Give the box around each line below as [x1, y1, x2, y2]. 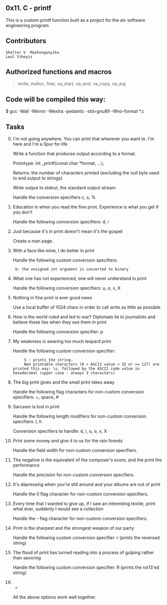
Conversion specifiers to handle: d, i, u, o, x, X [12, 428, 107, 434]
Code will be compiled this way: [5, 95, 106, 104]
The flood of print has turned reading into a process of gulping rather [12, 550, 154, 555]
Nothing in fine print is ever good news [12, 295, 92, 301]
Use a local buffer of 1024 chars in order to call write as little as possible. [12, 304, 162, 310]
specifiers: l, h [12, 419, 42, 425]
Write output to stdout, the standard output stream [12, 185, 116, 191]
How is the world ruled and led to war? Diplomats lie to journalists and [12, 314, 156, 320]
